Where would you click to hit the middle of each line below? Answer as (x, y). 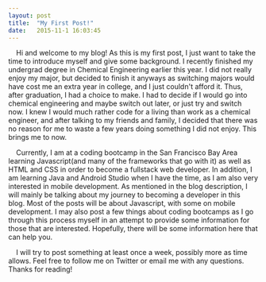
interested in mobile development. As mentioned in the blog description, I (128, 187)
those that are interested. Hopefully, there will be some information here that (133, 229)
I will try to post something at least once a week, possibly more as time (131, 253)
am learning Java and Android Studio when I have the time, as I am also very (133, 178)
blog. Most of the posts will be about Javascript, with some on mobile (122, 203)
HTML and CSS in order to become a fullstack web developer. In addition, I (130, 170)
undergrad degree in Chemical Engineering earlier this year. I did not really (130, 70)
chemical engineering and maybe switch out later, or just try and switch (125, 103)
